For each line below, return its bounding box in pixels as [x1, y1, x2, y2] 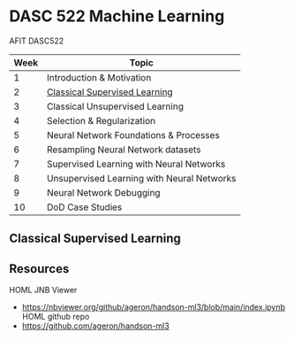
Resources [9, 261, 70, 276]
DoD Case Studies [47, 201, 123, 213]
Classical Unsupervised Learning [47, 100, 184, 112]
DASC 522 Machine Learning [9, 6, 225, 27]
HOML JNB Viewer [9, 285, 78, 296]
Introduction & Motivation [47, 71, 152, 83]
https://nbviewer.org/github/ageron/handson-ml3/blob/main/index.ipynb [21, 302, 285, 313]
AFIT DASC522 [9, 35, 64, 46]
